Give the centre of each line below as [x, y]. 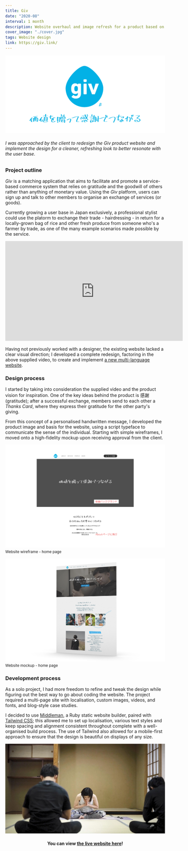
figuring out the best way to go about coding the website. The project [78, 694]
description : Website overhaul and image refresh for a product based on [85, 27]
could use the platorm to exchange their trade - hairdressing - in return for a [85, 218]
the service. [18, 234]
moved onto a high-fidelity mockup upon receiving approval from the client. [84, 438]
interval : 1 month [25, 21]
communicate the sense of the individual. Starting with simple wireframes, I [84, 432]
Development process [33, 678]
